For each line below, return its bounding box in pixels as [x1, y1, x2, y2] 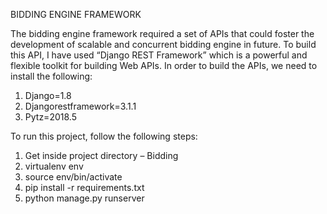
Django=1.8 [24, 90, 72, 101]
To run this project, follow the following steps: [10, 130, 198, 142]
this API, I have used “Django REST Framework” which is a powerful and [10, 49, 308, 61]
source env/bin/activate [24, 171, 123, 183]
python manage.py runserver [24, 192, 145, 204]
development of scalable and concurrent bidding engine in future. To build [10, 39, 317, 50]
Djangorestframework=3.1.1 [24, 100, 137, 112]
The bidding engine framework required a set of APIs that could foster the [10, 28, 315, 39]
